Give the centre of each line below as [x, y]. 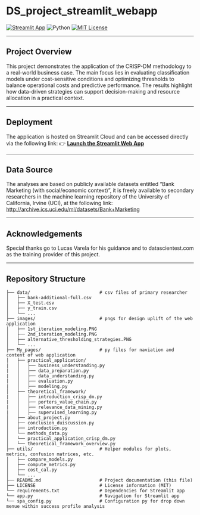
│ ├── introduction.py [37, 428]
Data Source [29, 170]
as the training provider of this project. [53, 255]
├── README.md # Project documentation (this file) [100, 480]
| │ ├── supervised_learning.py [51, 412]
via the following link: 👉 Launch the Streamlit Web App [75, 143]
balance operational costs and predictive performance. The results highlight [99, 85]
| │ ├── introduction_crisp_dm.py [54, 397]
